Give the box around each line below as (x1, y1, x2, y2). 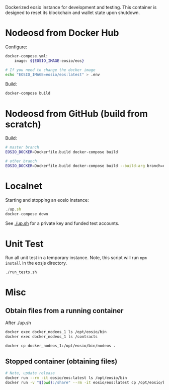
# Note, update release (5, 370, 55, 375)
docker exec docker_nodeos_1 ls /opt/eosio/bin (5, 330, 107, 335)
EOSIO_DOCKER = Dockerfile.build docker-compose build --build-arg (5, 163, 145, 168)
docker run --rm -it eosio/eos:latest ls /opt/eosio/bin (5, 375, 127, 380)
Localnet (5, 180, 43, 192)
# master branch (5, 145, 39, 150)
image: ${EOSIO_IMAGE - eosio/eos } (14, 58, 84, 63)
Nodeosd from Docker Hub (5, 27, 119, 39)
